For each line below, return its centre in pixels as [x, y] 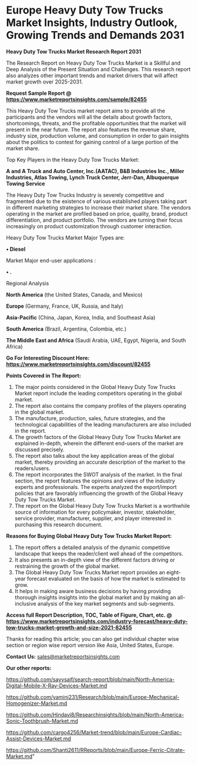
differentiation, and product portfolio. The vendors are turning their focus [94, 220]
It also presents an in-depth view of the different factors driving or [95, 560]
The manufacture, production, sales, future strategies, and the [90, 418]
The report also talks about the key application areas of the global [94, 455]
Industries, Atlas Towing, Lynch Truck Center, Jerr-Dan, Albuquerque [93, 177]
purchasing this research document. [59, 524]
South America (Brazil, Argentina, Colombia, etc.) [66, 329]
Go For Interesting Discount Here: [48, 358]
